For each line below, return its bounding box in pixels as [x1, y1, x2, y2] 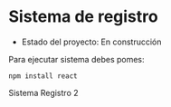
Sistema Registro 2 [8, 87, 79, 98]
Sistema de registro [8, 6, 159, 27]
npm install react [8, 71, 78, 81]
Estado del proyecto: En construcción [21, 36, 162, 47]
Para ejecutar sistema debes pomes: [8, 53, 146, 64]
